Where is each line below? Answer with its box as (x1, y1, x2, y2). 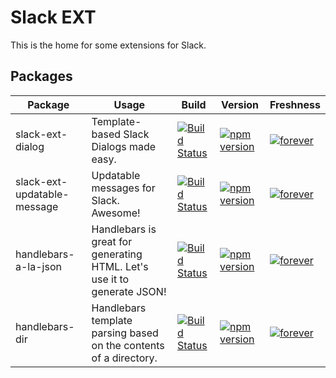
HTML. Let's (91, 259, 149, 273)
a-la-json (15, 259, 62, 273)
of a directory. (91, 351, 158, 365)
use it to (91, 272, 130, 286)
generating (91, 247, 143, 261)
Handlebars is (91, 222, 157, 236)
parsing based (91, 326, 159, 340)
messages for (91, 181, 156, 195)
